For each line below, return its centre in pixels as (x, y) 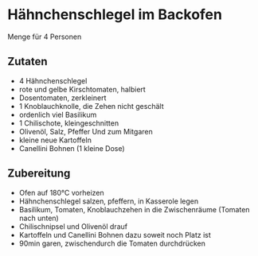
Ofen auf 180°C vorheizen (61, 192)
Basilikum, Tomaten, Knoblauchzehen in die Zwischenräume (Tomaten (134, 209)
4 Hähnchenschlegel (53, 80)
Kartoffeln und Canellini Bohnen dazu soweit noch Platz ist (115, 235)
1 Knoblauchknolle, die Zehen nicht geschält (91, 106)
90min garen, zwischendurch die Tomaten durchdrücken (112, 243)
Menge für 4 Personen (45, 37)
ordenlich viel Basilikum (58, 114)
